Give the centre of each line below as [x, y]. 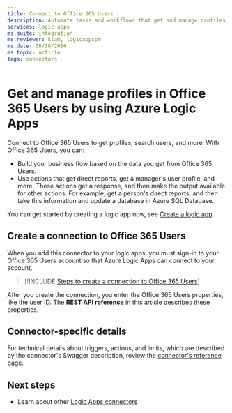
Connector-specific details [67, 331]
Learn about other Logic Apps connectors [77, 402]
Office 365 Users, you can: [46, 150]
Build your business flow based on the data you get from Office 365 [115, 163]
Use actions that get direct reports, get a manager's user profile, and [116, 178]
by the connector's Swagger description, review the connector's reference [114, 356]
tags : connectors [32, 59]
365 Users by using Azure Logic [102, 108]
